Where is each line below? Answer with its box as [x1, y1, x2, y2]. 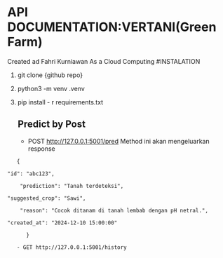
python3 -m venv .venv [17, 84, 86, 93]
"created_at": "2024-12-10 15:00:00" [7, 219, 118, 226]
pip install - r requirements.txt [17, 97, 104, 106]
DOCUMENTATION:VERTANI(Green [7, 19, 217, 35]
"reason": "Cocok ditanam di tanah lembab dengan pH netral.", [20, 207, 209, 214]
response [27, 144, 55, 153]
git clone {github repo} [17, 71, 83, 79]
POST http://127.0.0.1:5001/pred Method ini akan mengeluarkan [27, 137, 210, 145]
